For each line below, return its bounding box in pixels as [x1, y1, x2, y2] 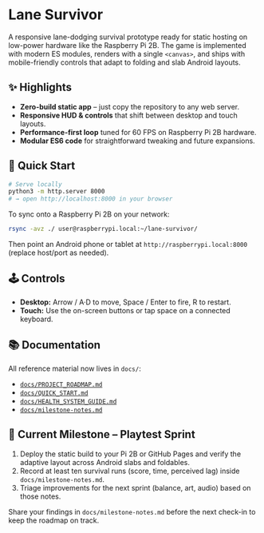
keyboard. [19, 314, 53, 324]
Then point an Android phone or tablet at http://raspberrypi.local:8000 [8, 240, 248, 249]
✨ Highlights [8, 81, 72, 94]
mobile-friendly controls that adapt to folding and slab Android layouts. [8, 58, 241, 67]
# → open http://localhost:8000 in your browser [8, 195, 173, 203]
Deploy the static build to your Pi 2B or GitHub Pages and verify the [19, 449, 242, 459]
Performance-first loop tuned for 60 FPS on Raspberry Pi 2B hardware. [19, 127, 257, 137]
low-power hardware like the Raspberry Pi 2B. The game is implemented [8, 40, 246, 50]
